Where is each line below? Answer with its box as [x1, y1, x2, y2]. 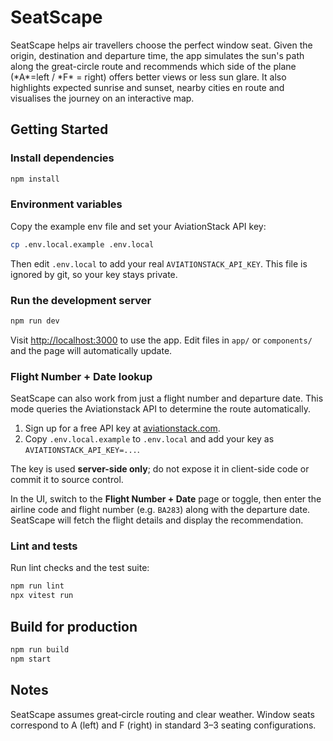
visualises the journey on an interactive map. [10, 92, 195, 104]
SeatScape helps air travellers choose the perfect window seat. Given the [10, 39, 313, 51]
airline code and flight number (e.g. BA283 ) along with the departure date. [10, 504, 311, 516]
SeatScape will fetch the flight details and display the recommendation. [10, 514, 304, 526]
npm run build [10, 645, 70, 655]
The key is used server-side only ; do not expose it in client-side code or [10, 463, 310, 475]
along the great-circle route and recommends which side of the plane [10, 60, 297, 72]
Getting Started [10, 121, 109, 138]
